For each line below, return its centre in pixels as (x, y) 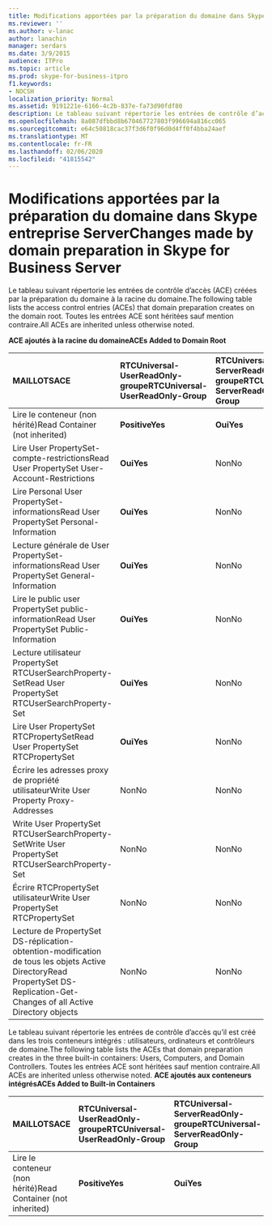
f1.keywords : (30, 83)
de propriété (36, 780)
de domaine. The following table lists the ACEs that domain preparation (125, 1049)
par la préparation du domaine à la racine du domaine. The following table (130, 299)
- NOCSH (21, 91)
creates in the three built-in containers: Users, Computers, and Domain (127, 1058)
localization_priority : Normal (61, 99)
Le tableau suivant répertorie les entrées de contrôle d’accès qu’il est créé (132, 1032)
